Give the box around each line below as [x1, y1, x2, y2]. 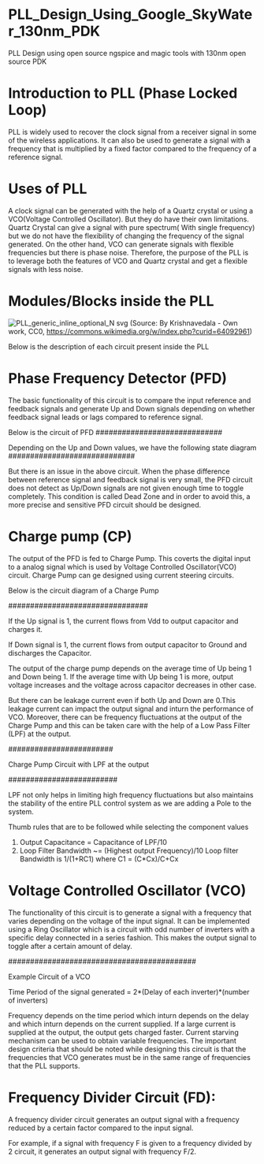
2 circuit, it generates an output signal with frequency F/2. [8, 1147, 197, 1156]
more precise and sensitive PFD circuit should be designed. [8, 500, 202, 509]
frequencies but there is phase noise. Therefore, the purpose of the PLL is [8, 247, 249, 257]
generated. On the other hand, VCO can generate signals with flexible [8, 239, 234, 249]
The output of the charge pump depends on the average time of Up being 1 [8, 664, 252, 673]
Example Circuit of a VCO [8, 972, 91, 981]
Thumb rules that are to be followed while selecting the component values [8, 822, 249, 831]
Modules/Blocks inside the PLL [8, 292, 214, 310]
